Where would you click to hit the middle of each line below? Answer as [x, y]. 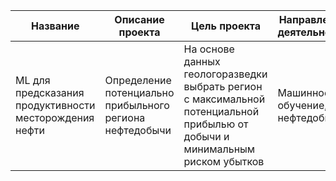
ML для [33, 80]
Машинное [304, 92]
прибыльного [137, 105]
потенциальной [221, 111]
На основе [209, 49]
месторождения [55, 117]
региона [125, 117]
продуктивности [55, 105]
